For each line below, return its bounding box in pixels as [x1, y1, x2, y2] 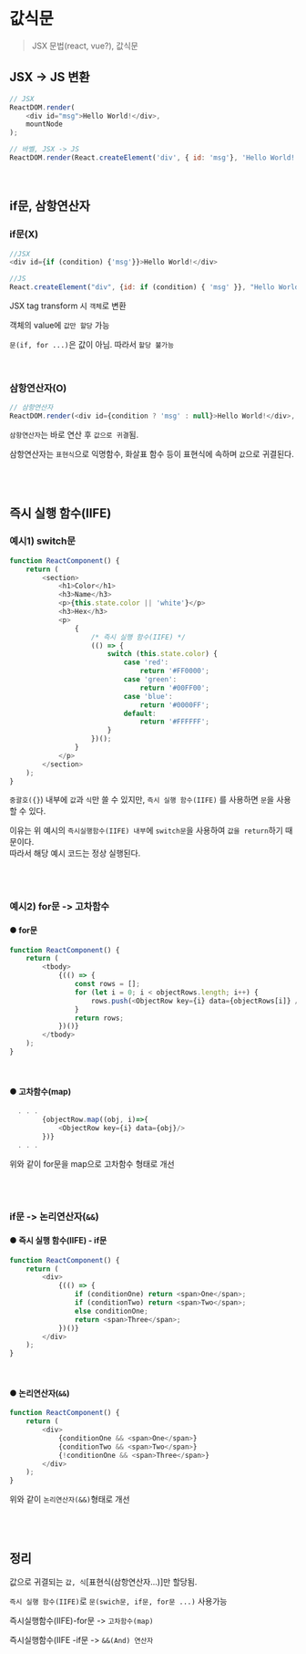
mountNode [25, 120, 64, 129]
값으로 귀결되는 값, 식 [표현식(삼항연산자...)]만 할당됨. [9, 1576, 198, 1587]
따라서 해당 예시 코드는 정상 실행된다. [9, 848, 141, 858]
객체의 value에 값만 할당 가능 [9, 320, 110, 331]
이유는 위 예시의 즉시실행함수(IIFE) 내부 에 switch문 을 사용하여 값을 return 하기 [9, 825, 284, 836]
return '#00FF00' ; [139, 683, 209, 692]
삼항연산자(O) [9, 381, 67, 394]
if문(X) [9, 228, 39, 241]
